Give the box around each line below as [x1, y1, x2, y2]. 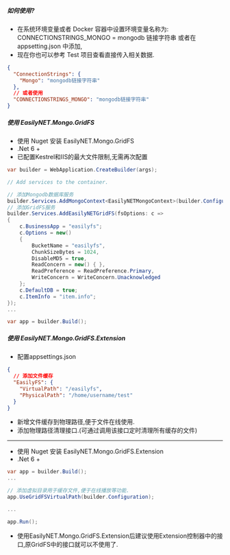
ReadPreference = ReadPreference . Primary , [31, 268, 155, 274]
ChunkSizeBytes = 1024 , [31, 248, 99, 255]
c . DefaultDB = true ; [19, 287, 78, 294]
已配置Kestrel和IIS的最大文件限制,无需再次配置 [16, 153, 148, 161]
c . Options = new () [19, 230, 72, 237]
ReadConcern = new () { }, [31, 261, 106, 268]
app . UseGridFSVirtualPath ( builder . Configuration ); [7, 494, 155, 501]
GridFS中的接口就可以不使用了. [30, 540, 118, 548]
